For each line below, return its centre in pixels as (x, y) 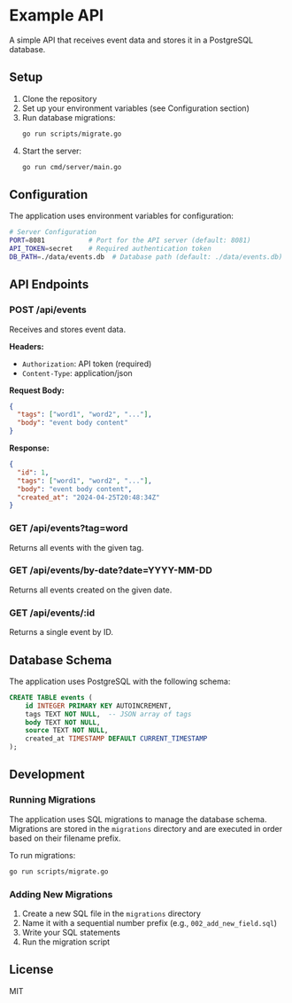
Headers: (27, 346)
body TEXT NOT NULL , (63, 722)
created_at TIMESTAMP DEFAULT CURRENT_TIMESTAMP (116, 739)
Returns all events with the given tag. (77, 547)
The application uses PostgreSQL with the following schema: (120, 681)
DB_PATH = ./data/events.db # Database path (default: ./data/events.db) (146, 257)
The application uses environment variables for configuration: (122, 216)
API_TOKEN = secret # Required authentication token (111, 249)
